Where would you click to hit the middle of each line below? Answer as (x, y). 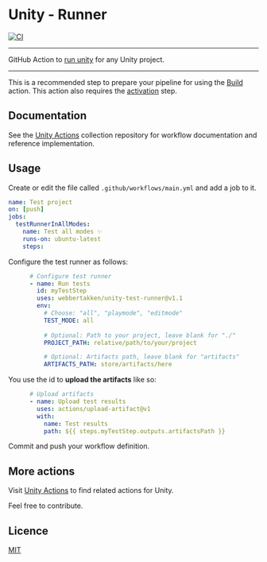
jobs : (17, 217)
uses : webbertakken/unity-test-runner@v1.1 (110, 298)
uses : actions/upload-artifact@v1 (94, 409)
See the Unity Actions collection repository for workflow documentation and (133, 135)
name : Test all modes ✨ (62, 232)
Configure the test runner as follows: (68, 262)
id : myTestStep (62, 291)
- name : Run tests (60, 284)
